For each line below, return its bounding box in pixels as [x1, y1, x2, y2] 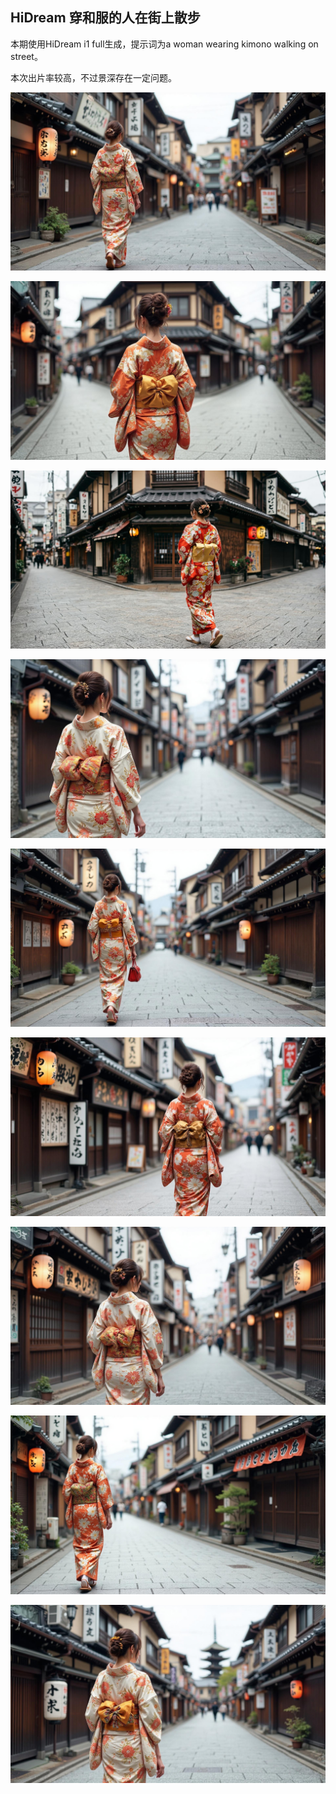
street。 [10, 50, 43, 62]
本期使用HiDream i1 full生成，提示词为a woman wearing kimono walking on [10, 38, 319, 50]
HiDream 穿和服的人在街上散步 [10, 9, 201, 27]
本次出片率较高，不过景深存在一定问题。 [10, 71, 177, 83]
